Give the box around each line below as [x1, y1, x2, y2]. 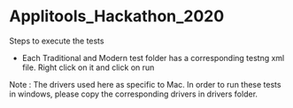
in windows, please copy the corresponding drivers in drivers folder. [9, 89, 258, 99]
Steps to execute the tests [9, 35, 104, 46]
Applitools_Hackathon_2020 [9, 6, 225, 27]
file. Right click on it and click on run [21, 62, 155, 73]
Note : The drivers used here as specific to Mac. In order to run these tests [9, 79, 281, 89]
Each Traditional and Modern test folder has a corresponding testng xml [21, 52, 285, 63]
